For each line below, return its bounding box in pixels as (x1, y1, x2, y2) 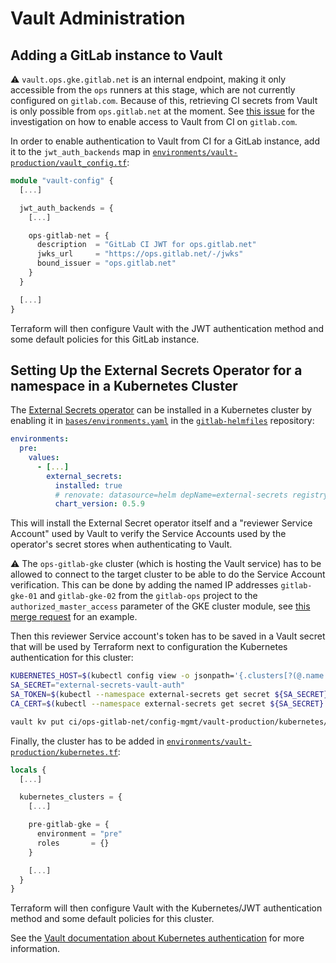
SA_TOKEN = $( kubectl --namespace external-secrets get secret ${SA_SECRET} (10, 690, 329, 700)
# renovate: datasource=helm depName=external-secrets (54, 490, 288, 500)
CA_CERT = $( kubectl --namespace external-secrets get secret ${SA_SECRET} (10, 698, 325, 709)
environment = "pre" (36, 829, 123, 839)
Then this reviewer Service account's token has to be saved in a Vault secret (10, 630, 326, 642)
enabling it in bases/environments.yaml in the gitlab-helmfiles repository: (10, 415, 315, 427)
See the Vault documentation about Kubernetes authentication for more (10, 932, 305, 944)
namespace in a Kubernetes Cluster (10, 377, 238, 394)
